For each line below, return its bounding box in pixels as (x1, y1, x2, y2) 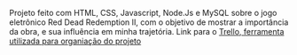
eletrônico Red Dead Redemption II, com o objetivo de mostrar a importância (9, 17, 289, 27)
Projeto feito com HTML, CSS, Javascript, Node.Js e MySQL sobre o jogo (9, 8, 277, 18)
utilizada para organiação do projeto (9, 35, 142, 46)
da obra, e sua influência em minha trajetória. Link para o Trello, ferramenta (9, 27, 285, 36)
